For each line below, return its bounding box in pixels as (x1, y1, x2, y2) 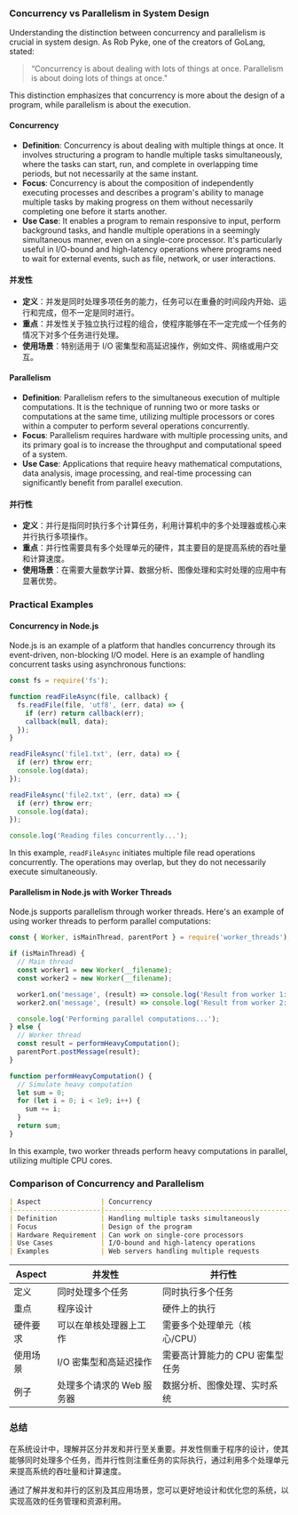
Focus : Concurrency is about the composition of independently (21, 177, 255, 188)
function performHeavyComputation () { (9, 1071, 153, 1080)
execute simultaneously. (9, 866, 98, 878)
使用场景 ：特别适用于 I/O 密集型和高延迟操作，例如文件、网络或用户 (21, 341, 271, 351)
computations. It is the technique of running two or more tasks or (21, 401, 260, 412)
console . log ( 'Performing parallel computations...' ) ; (17, 1014, 220, 1023)
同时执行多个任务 (162, 1286, 234, 1298)
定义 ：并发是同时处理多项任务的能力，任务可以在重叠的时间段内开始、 (21, 296, 279, 307)
